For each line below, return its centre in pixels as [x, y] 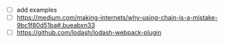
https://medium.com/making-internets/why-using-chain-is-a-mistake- [117, 18]
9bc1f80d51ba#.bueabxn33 [56, 25]
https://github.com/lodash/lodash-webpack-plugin [89, 33]
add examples [36, 10]
